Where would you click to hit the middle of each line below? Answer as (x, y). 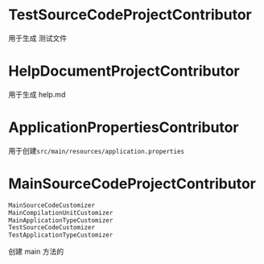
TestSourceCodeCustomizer (52, 228)
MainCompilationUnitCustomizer (61, 212)
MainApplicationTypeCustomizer (61, 220)
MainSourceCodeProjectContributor (132, 184)
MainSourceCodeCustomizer (52, 205)
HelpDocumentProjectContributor (124, 71)
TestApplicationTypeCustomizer (61, 235)
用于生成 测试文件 (37, 38)
